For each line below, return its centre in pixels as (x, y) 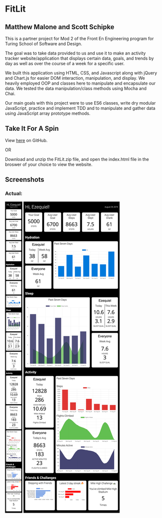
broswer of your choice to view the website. (49, 164)
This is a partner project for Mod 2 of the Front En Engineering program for (79, 38)
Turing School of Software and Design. (44, 44)
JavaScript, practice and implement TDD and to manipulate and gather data (80, 108)
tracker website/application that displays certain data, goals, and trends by (79, 58)
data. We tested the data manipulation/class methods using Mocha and (76, 88)
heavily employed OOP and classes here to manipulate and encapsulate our (80, 83)
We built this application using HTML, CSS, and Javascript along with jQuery (81, 73)
